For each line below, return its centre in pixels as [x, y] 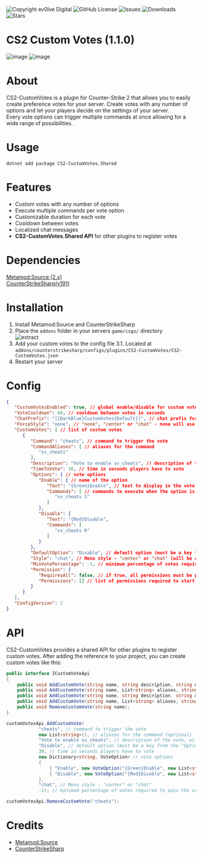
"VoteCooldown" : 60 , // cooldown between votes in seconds [90, 413]
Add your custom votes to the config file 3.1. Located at [83, 344]
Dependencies [43, 260]
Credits [25, 826]
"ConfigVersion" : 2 [38, 603]
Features [29, 187]
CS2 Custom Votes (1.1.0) [71, 40]
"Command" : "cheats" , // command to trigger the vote [99, 441]
